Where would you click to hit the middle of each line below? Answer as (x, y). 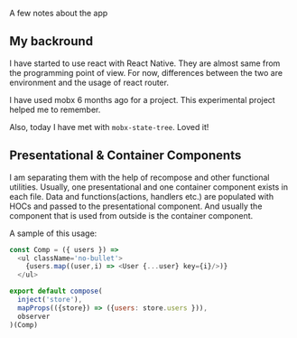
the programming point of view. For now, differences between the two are (146, 72)
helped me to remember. (55, 109)
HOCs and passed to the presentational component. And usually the (136, 206)
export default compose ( (56, 291)
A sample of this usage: (53, 233)
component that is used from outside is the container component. (131, 215)
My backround (51, 41)
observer (34, 316)
